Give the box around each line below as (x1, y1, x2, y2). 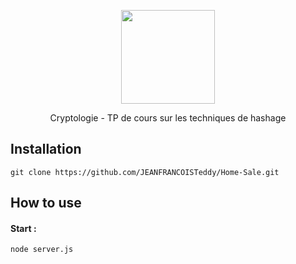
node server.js (10, 245, 74, 255)
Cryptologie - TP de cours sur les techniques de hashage (49, 112, 287, 124)
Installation (10, 141, 82, 158)
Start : (10, 222, 37, 234)
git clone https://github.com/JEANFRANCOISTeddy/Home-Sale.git (10, 167, 280, 177)
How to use (10, 195, 82, 212)
